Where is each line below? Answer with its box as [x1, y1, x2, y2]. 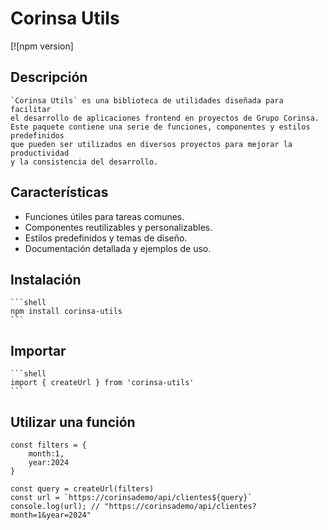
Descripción [10, 69, 88, 86]
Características [10, 184, 109, 201]
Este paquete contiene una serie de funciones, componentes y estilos [10, 122, 311, 132]
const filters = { [10, 440, 87, 450]
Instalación [10, 271, 82, 288]
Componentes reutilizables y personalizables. [24, 221, 213, 233]
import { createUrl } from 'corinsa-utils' [10, 378, 195, 388]
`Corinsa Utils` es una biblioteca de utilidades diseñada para [10, 95, 284, 106]
